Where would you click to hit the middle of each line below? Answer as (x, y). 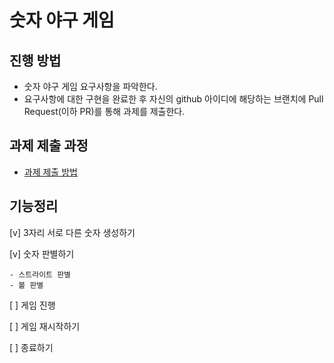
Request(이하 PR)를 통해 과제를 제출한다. (104, 111)
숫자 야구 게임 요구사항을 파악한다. (90, 86)
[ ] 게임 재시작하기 (45, 326)
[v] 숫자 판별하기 (42, 253)
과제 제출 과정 (49, 146)
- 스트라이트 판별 (40, 274)
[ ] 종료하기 (31, 347)
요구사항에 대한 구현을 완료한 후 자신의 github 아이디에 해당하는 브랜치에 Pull (173, 99)
